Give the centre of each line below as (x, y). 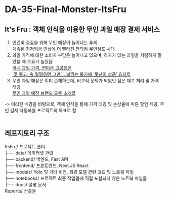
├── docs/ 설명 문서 (26, 184)
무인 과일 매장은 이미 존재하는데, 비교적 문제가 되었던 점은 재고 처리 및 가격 (86, 80)
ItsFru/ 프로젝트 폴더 (25, 146)
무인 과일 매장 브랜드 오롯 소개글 (44, 93)
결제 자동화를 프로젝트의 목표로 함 (43, 110)
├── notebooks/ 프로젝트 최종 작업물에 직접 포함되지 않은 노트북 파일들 (76, 178)
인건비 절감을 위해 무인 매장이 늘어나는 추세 (55, 42)
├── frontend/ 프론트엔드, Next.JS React (47, 165)
